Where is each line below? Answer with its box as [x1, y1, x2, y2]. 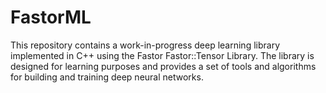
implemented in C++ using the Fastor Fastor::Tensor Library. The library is [10, 49, 315, 61]
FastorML [10, 6, 92, 29]
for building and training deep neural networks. [10, 71, 204, 83]
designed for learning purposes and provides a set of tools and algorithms [10, 60, 317, 72]
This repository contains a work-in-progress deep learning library [10, 39, 281, 51]
